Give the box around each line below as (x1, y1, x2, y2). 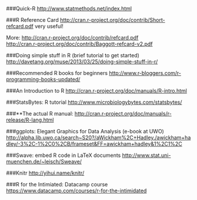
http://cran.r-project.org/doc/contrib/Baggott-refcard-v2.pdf (6, 41, 153, 47)
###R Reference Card (6, 17, 59, 23)
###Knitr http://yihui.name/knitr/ (6, 169, 85, 176)
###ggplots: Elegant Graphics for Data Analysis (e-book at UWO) (6, 128, 165, 135)
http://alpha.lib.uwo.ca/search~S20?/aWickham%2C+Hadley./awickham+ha (6, 134, 191, 141)
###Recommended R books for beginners (6, 70, 108, 76)
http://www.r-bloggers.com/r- (108, 70, 181, 76)
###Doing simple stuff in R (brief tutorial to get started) (6, 52, 140, 58)
